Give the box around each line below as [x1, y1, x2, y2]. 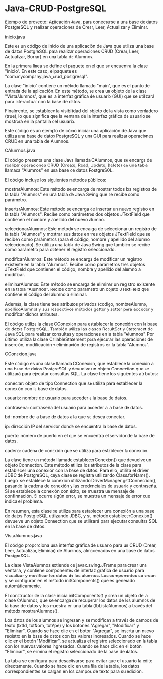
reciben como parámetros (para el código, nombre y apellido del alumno [5, 236, 150, 242]
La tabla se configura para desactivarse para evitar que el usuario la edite [5, 658, 153, 664]
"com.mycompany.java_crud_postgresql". [5, 73, 89, 79]
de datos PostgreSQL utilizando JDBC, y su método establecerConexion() [5, 513, 153, 519]
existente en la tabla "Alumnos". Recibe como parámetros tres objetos [5, 261, 145, 267]
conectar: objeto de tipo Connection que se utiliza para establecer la [5, 380, 143, 386]
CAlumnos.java [5, 147, 36, 153]
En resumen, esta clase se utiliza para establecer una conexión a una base [5, 508, 155, 514]
